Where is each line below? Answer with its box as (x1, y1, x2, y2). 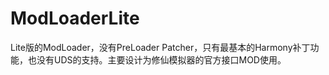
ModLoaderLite (10, 7, 140, 30)
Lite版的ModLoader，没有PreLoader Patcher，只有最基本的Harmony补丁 (10, 41, 311, 53)
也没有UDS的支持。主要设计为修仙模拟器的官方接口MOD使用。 (27, 53, 287, 66)
